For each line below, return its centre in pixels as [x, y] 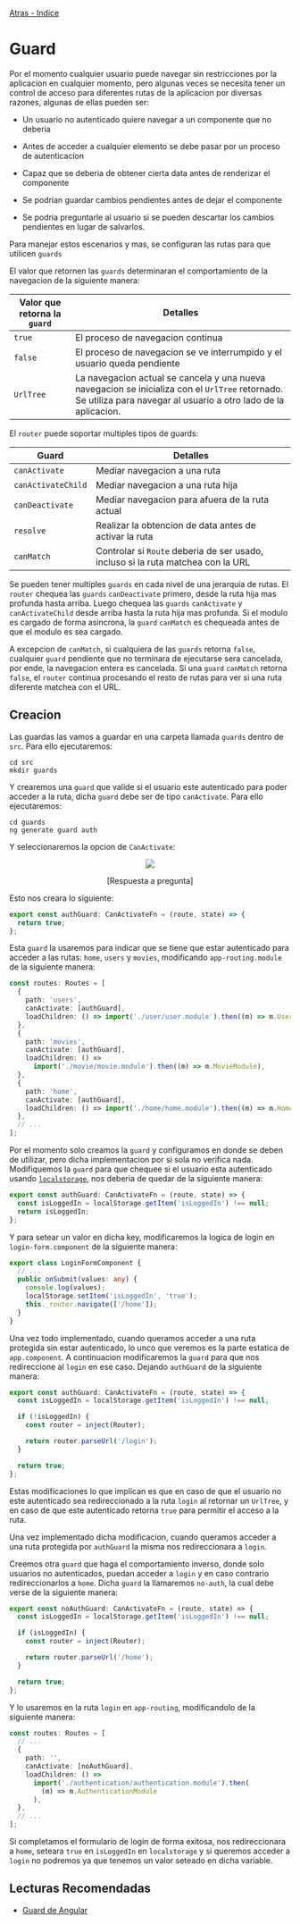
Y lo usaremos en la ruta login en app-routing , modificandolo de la [133, 1707]
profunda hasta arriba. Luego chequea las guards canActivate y [126, 603]
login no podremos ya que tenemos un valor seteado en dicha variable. [141, 1861]
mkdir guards [33, 770]
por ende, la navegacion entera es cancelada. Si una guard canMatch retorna [148, 668]
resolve [30, 530]
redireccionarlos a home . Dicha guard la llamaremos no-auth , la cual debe [142, 1583]
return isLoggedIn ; [54, 1211]
